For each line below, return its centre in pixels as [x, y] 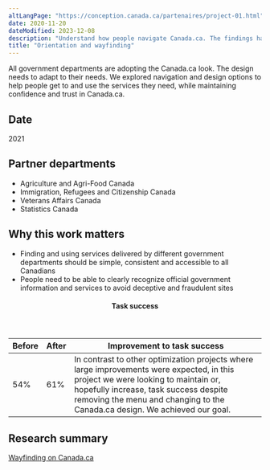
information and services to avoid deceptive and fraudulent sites [127, 288]
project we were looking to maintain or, [147, 380]
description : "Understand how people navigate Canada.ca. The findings [131, 38]
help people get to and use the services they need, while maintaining [123, 86]
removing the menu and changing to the [149, 400]
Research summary [58, 438]
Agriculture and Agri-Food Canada [77, 183]
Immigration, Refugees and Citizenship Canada [98, 192]
